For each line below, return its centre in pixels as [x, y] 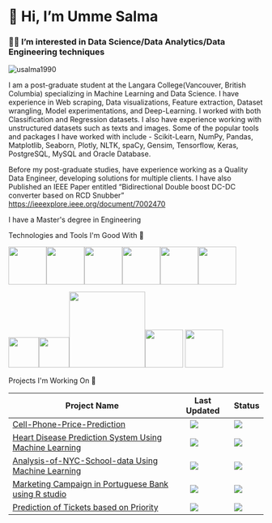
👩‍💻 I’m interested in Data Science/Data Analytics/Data [117, 42]
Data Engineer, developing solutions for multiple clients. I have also [120, 178]
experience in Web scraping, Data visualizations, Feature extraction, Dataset [136, 102]
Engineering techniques [57, 52]
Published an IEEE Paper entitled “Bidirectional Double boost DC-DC [122, 187]
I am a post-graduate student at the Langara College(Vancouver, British [127, 85]
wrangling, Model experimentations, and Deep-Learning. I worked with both [135, 111]
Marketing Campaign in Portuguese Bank [90, 484]
